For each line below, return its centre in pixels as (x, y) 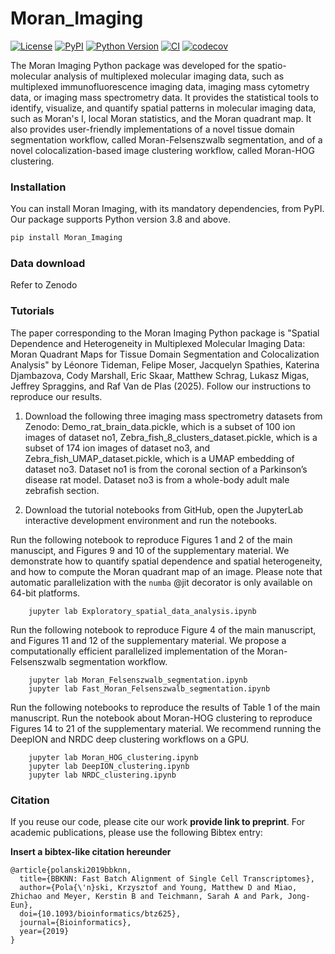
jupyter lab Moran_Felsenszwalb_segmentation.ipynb (138, 680)
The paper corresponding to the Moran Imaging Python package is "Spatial (165, 333)
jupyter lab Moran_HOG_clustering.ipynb (113, 757)
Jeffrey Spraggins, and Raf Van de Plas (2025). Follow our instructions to (161, 386)
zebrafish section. (62, 490)
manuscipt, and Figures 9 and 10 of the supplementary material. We (150, 550)
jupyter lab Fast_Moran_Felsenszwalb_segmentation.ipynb (149, 688)
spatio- (271, 65)
